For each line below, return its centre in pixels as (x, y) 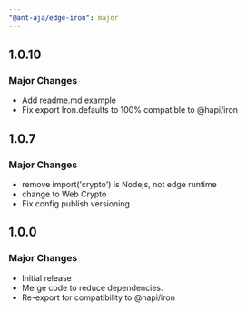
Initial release (46, 277)
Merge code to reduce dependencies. (93, 287)
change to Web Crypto (64, 194)
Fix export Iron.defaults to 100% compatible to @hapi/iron (129, 110)
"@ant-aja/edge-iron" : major (64, 18)
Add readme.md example (69, 100)
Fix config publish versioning (76, 204)
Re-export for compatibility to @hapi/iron (99, 297)
